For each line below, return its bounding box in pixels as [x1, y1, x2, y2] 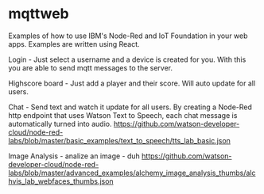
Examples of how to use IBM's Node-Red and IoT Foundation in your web [8, 31, 248, 40]
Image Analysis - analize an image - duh [8, 151, 141, 161]
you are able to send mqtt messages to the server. [8, 63, 173, 72]
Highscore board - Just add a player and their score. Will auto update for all [8, 78, 256, 88]
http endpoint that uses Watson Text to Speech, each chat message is [8, 110, 238, 120]
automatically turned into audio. [8, 119, 112, 128]
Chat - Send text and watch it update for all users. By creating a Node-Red [8, 102, 253, 112]
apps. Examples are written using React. [8, 39, 141, 48]
